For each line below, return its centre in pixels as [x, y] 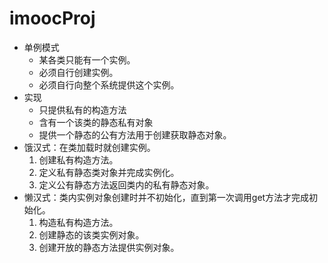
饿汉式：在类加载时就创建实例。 [89, 147]
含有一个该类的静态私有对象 [96, 122]
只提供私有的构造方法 [82, 109]
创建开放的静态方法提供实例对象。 [109, 247]
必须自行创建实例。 [78, 72]
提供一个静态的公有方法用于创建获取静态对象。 [135, 134]
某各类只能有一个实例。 [87, 59]
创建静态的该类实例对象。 [91, 234]
